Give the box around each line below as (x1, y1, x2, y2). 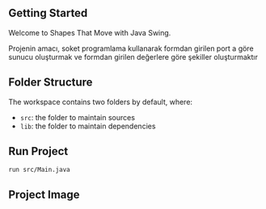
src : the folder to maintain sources (19, 112, 136, 122)
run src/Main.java (8, 165, 70, 174)
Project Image (8, 187, 80, 201)
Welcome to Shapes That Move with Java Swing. (8, 27, 171, 37)
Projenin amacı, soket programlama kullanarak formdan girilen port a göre (8, 44, 254, 53)
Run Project (8, 144, 69, 158)
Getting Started (8, 6, 88, 20)
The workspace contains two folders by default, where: (8, 97, 192, 107)
